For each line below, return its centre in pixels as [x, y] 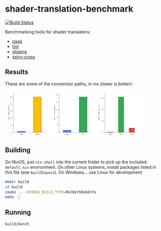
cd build [14, 187]
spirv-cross [24, 56]
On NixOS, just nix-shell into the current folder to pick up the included [76, 162]
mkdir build [17, 182]
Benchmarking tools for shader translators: [48, 32]
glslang [19, 52]
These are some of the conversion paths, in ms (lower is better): [69, 84]
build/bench [17, 224]
